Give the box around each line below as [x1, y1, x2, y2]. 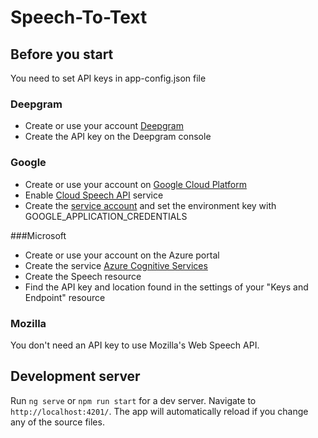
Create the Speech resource [24, 270, 142, 282]
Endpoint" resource [24, 291, 106, 303]
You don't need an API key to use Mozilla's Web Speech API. [10, 339, 260, 351]
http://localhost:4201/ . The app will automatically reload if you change [10, 405, 309, 417]
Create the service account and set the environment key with [24, 199, 277, 211]
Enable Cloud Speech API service [24, 189, 164, 201]
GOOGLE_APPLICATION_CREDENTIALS [24, 210, 188, 222]
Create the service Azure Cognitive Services [24, 259, 208, 271]
